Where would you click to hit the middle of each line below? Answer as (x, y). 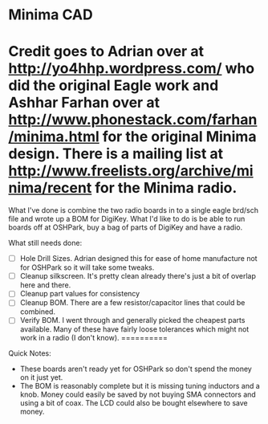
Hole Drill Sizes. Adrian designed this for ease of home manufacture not (139, 259)
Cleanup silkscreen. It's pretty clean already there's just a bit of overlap (138, 276)
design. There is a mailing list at (116, 154)
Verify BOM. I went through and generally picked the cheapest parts (132, 320)
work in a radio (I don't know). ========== (94, 338)
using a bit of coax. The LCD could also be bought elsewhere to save (134, 403)
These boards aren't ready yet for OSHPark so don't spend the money (136, 369)
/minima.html (54, 137)
